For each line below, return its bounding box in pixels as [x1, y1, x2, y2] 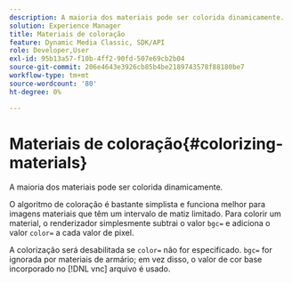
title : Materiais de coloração [9, 29, 126, 38]
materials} [9, 152, 88, 173]
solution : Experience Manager [9, 21, 122, 30]
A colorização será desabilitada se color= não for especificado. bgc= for [9, 245, 273, 255]
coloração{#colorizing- [106, 133, 283, 154]
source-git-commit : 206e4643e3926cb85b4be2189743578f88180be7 [9, 63, 245, 72]
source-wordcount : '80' [9, 79, 98, 88]
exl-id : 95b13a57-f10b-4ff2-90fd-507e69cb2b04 [9, 54, 185, 63]
